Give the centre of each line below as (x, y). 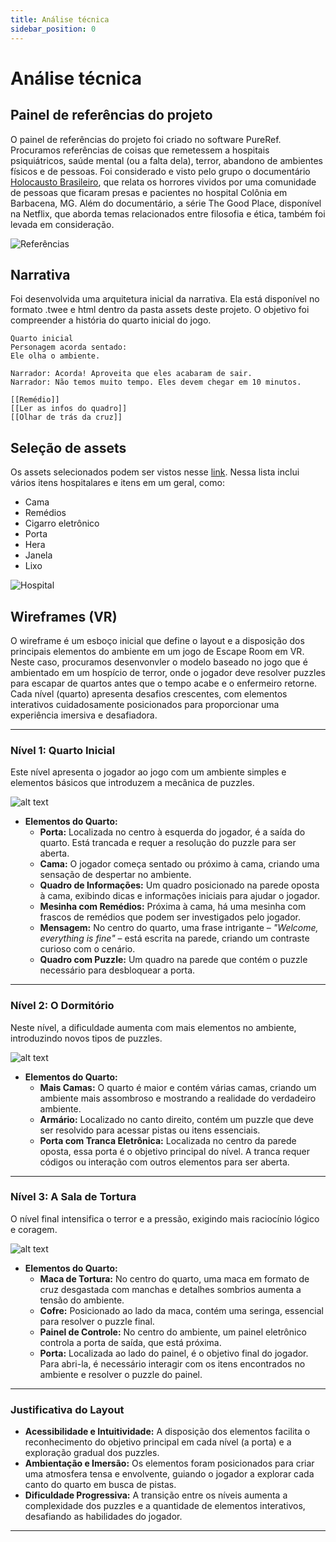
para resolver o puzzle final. (97, 1321)
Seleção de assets (68, 447)
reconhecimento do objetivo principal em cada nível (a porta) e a (158, 1442)
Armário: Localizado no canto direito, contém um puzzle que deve (177, 1119)
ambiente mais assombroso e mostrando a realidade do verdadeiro (178, 1098)
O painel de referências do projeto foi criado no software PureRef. (146, 139)
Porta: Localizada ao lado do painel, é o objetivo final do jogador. (174, 1353)
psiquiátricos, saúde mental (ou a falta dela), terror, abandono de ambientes (166, 160)
